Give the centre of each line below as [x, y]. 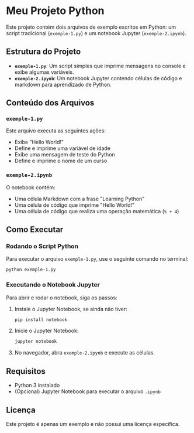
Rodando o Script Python [42, 246]
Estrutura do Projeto [44, 52]
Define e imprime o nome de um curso [61, 161]
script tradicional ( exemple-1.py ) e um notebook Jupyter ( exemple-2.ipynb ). [96, 33]
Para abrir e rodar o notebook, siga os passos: [62, 298]
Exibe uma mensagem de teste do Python [65, 155]
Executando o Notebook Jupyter [53, 285]
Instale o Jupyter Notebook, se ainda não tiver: [71, 309]
